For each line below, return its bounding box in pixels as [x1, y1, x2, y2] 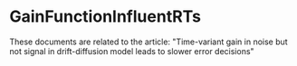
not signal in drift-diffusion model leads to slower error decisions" [9, 45, 255, 56]
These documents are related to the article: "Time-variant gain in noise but [9, 36, 288, 47]
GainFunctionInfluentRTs [9, 6, 202, 27]
